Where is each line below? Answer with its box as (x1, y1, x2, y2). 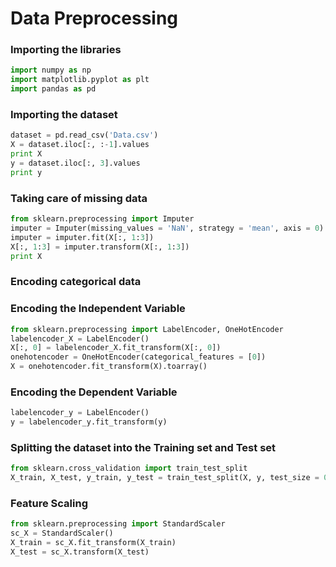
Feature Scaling (10, 497, 88, 511)
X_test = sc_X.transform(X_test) (10, 547, 150, 557)
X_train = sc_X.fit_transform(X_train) (10, 538, 177, 548)
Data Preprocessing (10, 7, 179, 30)
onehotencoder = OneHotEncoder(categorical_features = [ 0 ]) (10, 352, 267, 362)
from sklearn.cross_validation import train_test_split (10, 463, 248, 474)
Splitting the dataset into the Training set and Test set (10, 441, 277, 455)
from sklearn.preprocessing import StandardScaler (10, 519, 226, 529)
